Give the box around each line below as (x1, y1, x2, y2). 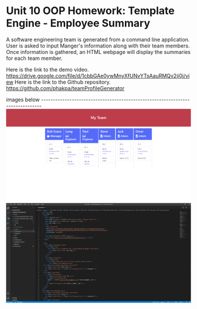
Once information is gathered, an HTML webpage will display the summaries (6, 48, 191, 55)
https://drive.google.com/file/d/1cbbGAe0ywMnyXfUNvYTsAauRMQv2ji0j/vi (6, 72, 190, 79)
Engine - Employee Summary (6, 16, 151, 30)
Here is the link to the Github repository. (14, 78, 111, 86)
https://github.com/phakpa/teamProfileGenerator (6, 84, 125, 91)
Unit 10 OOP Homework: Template (6, 4, 175, 18)
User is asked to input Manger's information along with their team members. (6, 42, 190, 49)
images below (6, 96, 40, 103)
